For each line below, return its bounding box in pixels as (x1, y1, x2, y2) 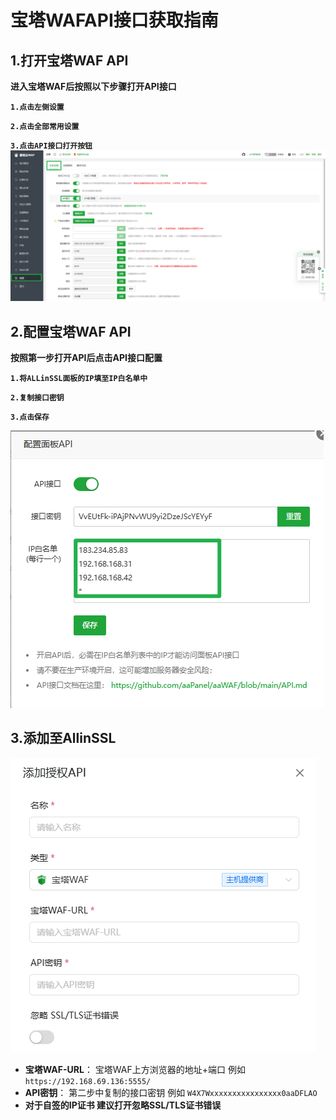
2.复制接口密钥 (10, 392, 65, 403)
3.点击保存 (10, 412, 50, 422)
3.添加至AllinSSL (10, 730, 117, 747)
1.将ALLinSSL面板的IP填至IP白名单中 (10, 373, 148, 383)
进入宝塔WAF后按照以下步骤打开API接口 (10, 81, 177, 92)
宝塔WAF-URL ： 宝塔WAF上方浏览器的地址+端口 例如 (24, 1063, 246, 1075)
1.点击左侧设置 (10, 102, 65, 112)
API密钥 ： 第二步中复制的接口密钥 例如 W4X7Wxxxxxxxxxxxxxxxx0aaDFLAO (24, 1086, 318, 1098)
